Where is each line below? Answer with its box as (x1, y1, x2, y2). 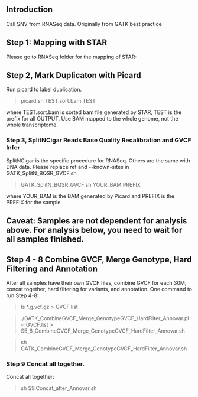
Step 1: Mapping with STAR (6, 38, 108, 48)
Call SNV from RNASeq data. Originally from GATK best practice (6, 20, 163, 27)
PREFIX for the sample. (6, 198, 62, 206)
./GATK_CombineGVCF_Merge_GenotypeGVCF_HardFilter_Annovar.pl (20, 314, 189, 321)
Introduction (6, 5, 53, 15)
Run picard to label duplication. (6, 86, 82, 93)
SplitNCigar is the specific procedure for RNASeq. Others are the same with (6, 157, 190, 164)
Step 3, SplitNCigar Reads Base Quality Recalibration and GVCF (6, 136, 191, 144)
